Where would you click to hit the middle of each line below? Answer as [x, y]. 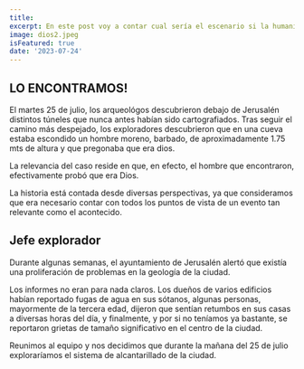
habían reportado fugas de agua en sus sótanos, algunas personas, [135, 298]
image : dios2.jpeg [44, 34]
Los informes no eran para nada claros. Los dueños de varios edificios [141, 289]
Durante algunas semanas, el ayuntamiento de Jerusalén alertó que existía [148, 262]
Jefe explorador [55, 241]
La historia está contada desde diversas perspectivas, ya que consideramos [152, 193]
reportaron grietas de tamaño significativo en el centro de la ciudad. [136, 327]
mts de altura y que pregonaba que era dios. [92, 148]
